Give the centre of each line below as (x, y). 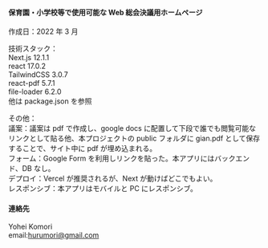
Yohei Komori (30, 227)
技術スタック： (33, 49)
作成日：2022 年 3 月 (43, 31)
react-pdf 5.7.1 (32, 83)
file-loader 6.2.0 (35, 91)
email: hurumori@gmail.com (54, 235)
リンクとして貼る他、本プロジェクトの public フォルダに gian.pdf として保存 (134, 138)
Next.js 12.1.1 (29, 58)
